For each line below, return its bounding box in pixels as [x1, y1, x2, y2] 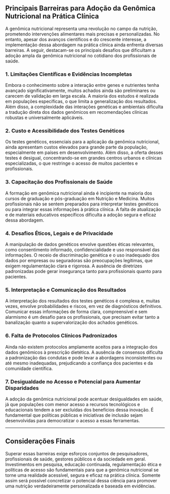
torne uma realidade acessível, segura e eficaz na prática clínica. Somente [5, 472, 161, 478]
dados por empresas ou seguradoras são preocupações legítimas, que [5, 258, 153, 263]
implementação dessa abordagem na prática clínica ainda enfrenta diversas [5, 42, 163, 48]
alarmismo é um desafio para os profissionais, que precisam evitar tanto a [5, 314, 159, 320]
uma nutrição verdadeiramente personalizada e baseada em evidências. [5, 483, 156, 489]
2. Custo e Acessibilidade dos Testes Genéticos [5, 127, 125, 134]
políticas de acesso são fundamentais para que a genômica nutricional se [5, 467, 159, 473]
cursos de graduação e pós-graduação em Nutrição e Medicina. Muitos [5, 195, 155, 201]
